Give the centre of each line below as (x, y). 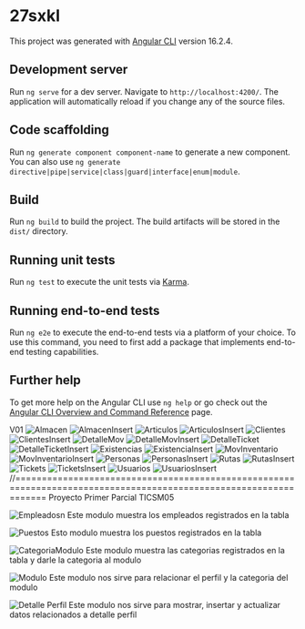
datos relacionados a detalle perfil (73, 614)
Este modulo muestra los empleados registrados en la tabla (178, 514)
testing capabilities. (62, 352)
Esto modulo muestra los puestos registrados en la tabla (156, 533)
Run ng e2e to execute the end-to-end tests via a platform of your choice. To (153, 332)
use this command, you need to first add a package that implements (137, 342)
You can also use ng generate (65, 161)
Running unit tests (62, 260)
